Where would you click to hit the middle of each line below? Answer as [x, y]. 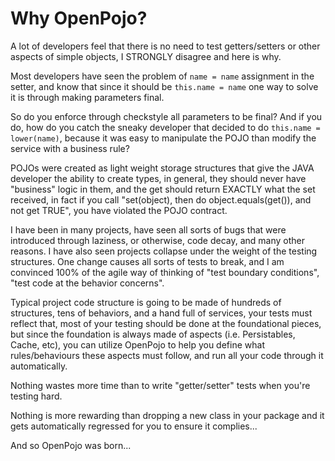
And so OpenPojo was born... [71, 445]
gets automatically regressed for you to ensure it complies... [134, 426]
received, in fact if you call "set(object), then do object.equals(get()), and [161, 199]
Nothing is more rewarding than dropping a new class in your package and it [167, 415]
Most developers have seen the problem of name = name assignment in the [162, 76]
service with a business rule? [70, 148]
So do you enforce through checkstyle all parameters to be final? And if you [166, 116]
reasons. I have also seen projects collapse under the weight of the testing [164, 251]
